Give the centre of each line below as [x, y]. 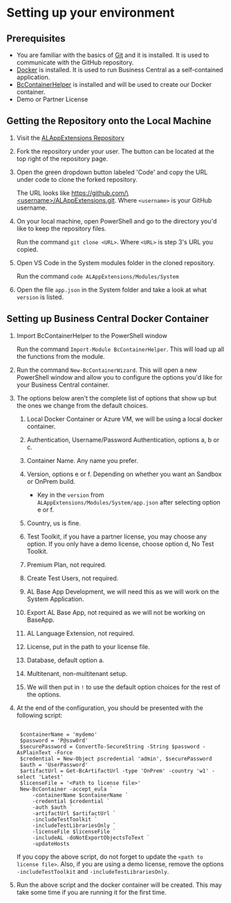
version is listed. [40, 297]
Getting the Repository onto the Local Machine [109, 121]
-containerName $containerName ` [80, 795]
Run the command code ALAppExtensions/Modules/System [98, 276]
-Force [63, 753]
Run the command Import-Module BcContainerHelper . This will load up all [120, 349]
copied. [27, 249]
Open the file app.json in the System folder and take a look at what [111, 289]
